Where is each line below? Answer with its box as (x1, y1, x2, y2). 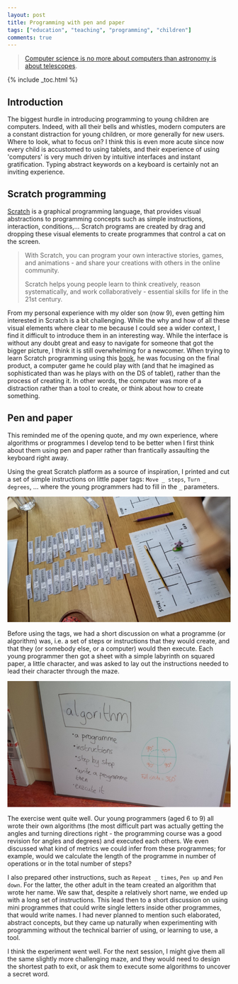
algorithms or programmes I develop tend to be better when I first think (7, 438, 215, 447)
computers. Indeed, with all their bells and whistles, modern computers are (7, 123, 226, 131)
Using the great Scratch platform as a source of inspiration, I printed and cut (7, 467, 230, 475)
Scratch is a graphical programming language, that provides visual (7, 206, 201, 216)
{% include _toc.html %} (7, 75, 79, 84)
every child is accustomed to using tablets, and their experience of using (7, 145, 220, 154)
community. (24, 266, 59, 275)
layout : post (7, 11, 46, 18)
